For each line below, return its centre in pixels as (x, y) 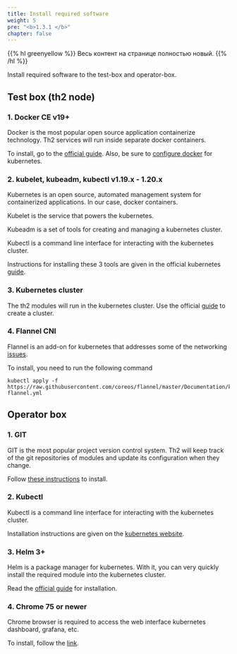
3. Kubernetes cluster (45, 290)
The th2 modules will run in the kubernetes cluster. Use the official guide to (116, 305)
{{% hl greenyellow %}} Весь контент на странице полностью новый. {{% (117, 54)
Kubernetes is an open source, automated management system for (104, 195)
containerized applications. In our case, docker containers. (93, 202)
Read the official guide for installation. (62, 588)
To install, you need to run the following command (80, 368)
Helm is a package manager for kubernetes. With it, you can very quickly (113, 567)
